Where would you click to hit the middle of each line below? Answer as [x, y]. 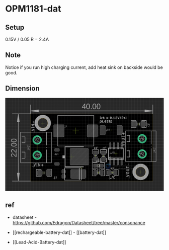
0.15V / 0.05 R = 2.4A [27, 39]
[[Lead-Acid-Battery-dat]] [39, 242]
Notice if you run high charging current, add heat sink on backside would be [84, 67]
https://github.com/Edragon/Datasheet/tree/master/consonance [79, 222]
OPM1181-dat [33, 9]
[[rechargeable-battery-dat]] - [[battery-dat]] [59, 232]
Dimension [23, 89]
